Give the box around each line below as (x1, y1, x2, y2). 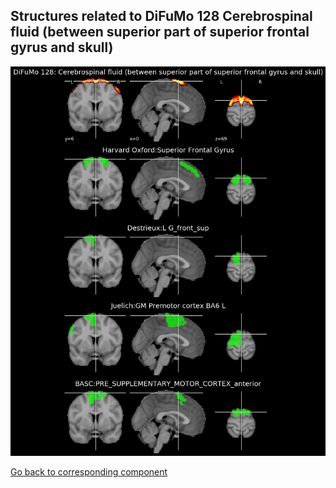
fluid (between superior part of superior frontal (10, 24, 310, 41)
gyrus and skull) (10, 39, 114, 56)
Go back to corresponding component (10, 465, 168, 478)
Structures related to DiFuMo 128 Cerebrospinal (10, 8, 313, 25)
